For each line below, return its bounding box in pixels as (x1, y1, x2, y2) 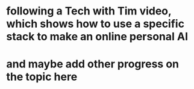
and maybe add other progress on (6, 57, 180, 71)
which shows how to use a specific (6, 17, 185, 31)
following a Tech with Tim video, (6, 4, 172, 18)
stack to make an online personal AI (6, 30, 189, 43)
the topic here (6, 70, 78, 84)
